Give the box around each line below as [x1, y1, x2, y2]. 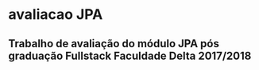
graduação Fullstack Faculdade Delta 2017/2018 [8, 49, 252, 62]
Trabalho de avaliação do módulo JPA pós [8, 37, 220, 50]
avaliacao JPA [8, 6, 103, 24]
